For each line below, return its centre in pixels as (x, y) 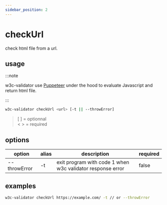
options (17, 140)
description (95, 154)
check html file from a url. (32, 48)
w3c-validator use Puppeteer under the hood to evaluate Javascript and (79, 86)
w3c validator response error (90, 169)
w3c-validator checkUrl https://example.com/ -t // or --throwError (78, 198)
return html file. (21, 91)
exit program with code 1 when (93, 162)
